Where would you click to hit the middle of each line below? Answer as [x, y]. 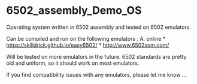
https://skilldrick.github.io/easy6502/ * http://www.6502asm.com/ [88, 45]
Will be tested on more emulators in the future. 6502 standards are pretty [96, 56]
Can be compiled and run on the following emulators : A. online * [86, 38]
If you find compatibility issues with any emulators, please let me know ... [96, 74]
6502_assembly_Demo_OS [74, 10]
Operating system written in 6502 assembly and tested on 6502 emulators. [99, 27]
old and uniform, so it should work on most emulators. [73, 63]
